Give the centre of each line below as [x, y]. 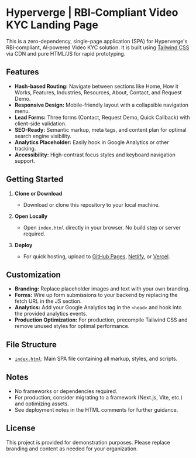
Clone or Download [38, 193]
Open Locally [31, 216]
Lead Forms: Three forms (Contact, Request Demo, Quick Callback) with [102, 117]
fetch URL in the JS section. [48, 301]
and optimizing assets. [42, 404]
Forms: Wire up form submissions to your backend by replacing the [96, 295]
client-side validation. [40, 124]
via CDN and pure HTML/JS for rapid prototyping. [66, 53]
